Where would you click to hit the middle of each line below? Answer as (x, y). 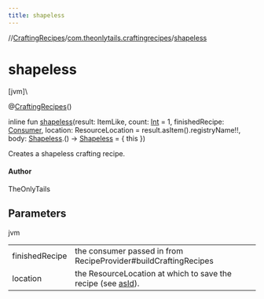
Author (20, 171)
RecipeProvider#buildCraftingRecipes (144, 261)
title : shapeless (37, 15)
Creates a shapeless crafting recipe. (67, 153)
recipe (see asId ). (107, 283)
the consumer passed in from (128, 250)
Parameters (37, 214)
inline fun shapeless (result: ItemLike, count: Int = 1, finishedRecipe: (116, 122)
